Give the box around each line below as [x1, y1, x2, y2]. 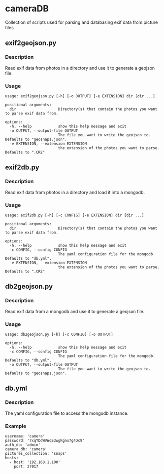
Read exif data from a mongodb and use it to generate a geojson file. [5, 308, 145, 314]
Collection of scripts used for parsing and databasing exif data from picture [5, 19, 158, 25]
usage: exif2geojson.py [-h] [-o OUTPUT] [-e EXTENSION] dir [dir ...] [5, 93, 155, 99]
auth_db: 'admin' [5, 442, 41, 447]
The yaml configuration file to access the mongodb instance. [5, 410, 129, 416]
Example [5, 423, 27, 430]
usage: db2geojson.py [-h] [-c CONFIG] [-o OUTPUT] [5, 332, 113, 337]
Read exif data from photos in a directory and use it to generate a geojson [5, 65, 155, 71]
